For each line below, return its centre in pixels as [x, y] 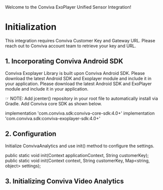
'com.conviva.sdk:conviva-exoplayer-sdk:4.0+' [53, 118]
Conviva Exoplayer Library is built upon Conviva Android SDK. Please [75, 73]
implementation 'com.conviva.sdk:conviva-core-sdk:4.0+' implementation [80, 113]
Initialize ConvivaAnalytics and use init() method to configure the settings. [80, 146]
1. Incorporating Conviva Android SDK [64, 61]
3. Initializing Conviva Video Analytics [65, 181]
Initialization [31, 27]
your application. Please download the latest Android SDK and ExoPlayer [79, 84]
